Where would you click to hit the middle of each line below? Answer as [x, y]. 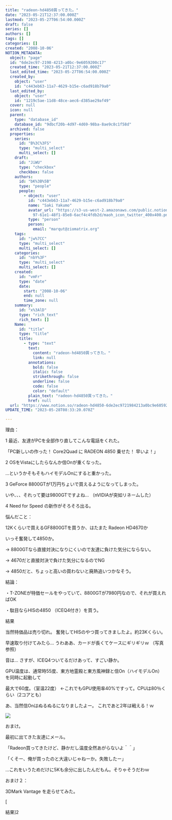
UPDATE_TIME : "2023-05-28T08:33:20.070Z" [50, 410]
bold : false [45, 367]
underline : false [51, 382]
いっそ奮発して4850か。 [31, 539]
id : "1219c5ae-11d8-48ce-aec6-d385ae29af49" [63, 100]
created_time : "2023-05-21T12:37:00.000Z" [56, 67]
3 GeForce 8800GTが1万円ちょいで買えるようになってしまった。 [73, 484]
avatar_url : [41, 210]
